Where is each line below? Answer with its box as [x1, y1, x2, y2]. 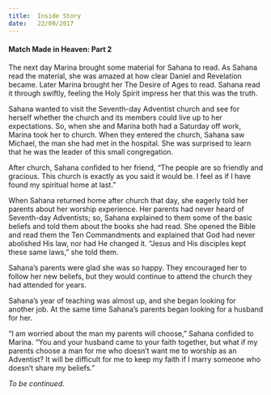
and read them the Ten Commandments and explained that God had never [8, 230, 256, 240]
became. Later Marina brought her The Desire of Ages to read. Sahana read [8, 79, 260, 89]
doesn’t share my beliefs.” [8, 363, 95, 372]
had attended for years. [8, 280, 87, 290]
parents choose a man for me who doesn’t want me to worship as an [8, 346, 237, 355]
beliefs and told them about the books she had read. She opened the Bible [8, 221, 256, 231]
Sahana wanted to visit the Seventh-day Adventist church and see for [8, 104, 240, 113]
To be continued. [8, 378, 65, 389]
